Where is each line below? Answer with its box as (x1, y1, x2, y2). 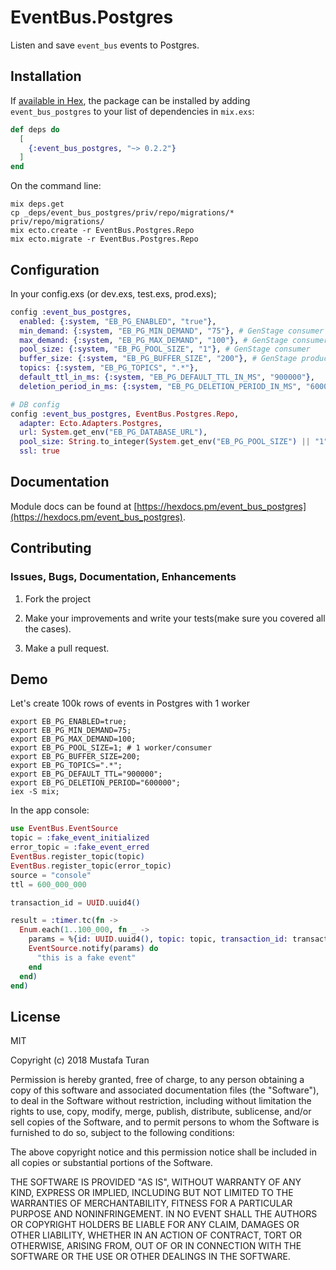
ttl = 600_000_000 (10, 879, 87, 890)
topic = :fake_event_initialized (10, 833, 150, 843)
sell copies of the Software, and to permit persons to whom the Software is (10, 1116, 320, 1128)
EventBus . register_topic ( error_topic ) (10, 861, 172, 871)
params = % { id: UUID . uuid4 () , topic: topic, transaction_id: (28, 934, 288, 945)
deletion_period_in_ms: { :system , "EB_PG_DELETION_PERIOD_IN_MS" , (19, 381, 302, 391)
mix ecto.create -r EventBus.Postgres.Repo (10, 226, 195, 236)
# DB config (10, 399, 60, 410)
